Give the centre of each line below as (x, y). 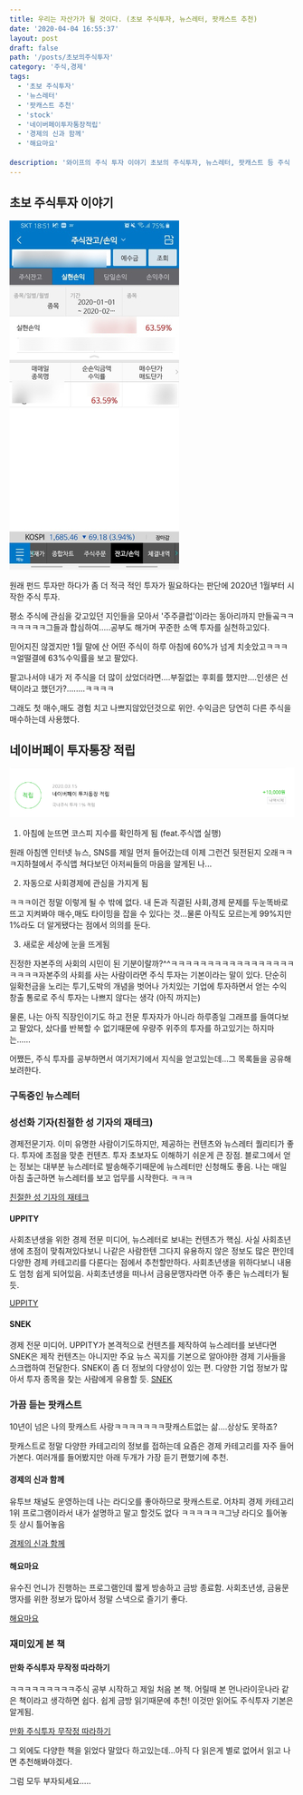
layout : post (34, 38)
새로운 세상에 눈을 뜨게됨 (66, 944)
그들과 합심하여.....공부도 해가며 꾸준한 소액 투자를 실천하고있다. (157, 627)
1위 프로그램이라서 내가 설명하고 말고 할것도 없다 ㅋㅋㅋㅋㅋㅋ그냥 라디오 (137, 1512)
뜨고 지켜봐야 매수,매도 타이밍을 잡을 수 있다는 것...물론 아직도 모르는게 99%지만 (151, 913)
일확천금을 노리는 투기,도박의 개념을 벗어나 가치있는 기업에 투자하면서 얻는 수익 (148, 986)
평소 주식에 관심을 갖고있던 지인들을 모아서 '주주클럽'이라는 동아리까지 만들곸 (145, 616)
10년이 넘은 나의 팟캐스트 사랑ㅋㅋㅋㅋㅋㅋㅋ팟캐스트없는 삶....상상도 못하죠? (143, 1426)
